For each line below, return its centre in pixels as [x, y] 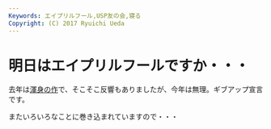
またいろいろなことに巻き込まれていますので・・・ [93, 117]
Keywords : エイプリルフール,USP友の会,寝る [75, 16]
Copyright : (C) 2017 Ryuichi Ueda [67, 23]
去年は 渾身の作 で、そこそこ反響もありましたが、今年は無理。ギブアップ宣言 [136, 89]
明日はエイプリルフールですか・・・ [129, 66]
